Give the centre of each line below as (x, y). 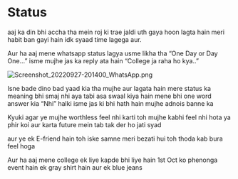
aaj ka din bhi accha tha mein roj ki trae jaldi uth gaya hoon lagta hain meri (116, 32)
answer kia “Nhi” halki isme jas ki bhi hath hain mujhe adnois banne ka (110, 103)
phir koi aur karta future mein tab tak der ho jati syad (84, 124)
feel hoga (21, 146)
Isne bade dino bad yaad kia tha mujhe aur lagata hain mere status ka (109, 88)
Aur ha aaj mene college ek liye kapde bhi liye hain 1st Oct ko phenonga (113, 160)
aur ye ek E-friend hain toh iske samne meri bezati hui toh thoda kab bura (115, 139)
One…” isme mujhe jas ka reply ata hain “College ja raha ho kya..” (103, 60)
